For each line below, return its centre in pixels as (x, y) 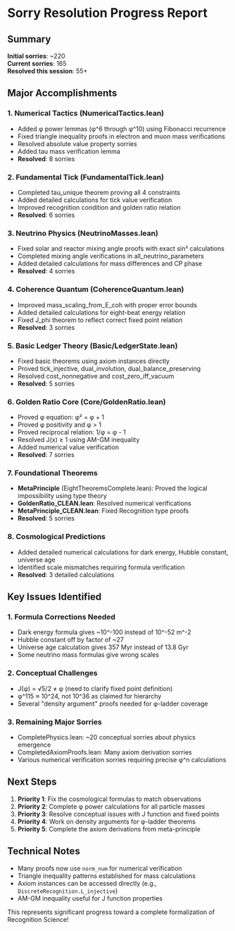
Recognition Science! (38, 919)
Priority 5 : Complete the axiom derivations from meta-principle (109, 829)
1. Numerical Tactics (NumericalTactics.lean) (85, 113)
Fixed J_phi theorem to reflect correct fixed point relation (100, 320)
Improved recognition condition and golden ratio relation (99, 207)
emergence (34, 745)
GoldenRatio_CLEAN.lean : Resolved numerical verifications (104, 504)
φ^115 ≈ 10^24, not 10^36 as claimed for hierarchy (89, 696)
